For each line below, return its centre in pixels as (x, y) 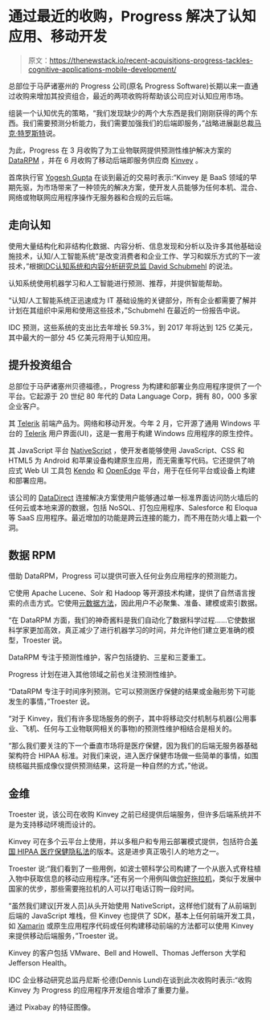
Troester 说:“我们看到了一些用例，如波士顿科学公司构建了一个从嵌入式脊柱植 (135, 869)
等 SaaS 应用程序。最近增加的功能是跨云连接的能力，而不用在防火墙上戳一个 (135, 517)
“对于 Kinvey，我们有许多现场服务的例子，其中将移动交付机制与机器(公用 (129, 719)
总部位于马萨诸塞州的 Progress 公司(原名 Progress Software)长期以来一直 (130, 86)
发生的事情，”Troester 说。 (51, 702)
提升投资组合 (40, 365)
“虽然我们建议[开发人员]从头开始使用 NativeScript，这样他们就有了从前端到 (133, 906)
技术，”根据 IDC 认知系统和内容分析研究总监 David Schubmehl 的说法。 (123, 266)
